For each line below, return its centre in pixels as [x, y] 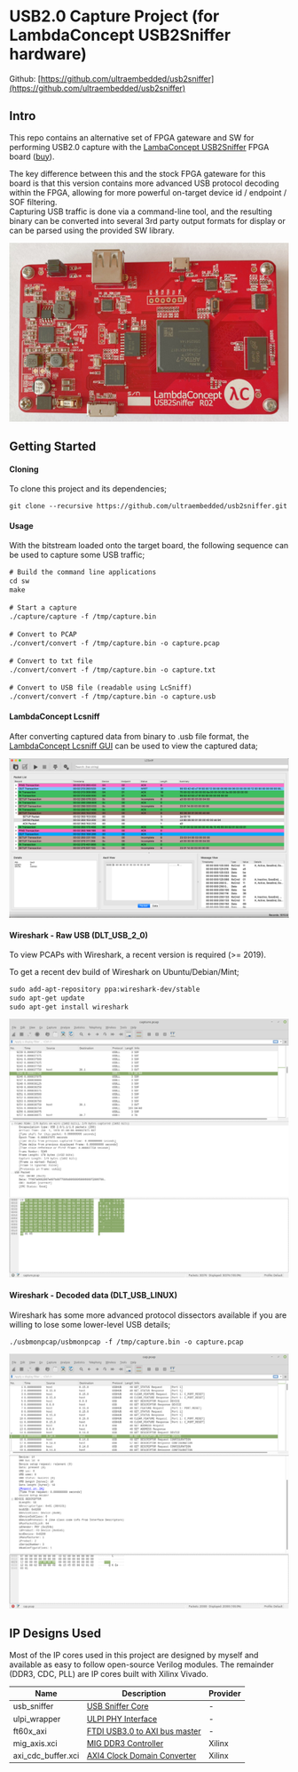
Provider [224, 1694]
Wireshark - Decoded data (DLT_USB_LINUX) [93, 1295]
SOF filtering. [33, 202]
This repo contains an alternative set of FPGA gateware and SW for [132, 137]
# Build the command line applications [83, 572]
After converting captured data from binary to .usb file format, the [129, 736]
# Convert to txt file [51, 661]
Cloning [24, 469]
